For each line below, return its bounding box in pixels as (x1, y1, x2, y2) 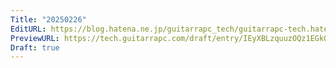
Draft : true (10, 42, 60, 53)
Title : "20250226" (10, 14, 87, 25)
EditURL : (10, 24, 47, 34)
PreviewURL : (10, 33, 60, 43)
